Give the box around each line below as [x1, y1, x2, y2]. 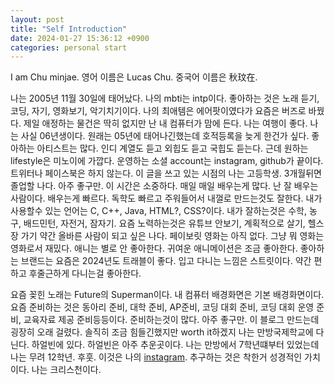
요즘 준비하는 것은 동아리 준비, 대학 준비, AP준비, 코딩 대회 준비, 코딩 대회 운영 [10, 301, 315, 313]
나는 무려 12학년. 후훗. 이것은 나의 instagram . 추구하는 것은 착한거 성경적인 [10, 351, 303, 363]
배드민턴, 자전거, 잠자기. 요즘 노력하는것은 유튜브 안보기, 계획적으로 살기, [23, 217, 306, 230]
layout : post [10, 14, 65, 25]
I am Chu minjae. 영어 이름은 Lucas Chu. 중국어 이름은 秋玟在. [10, 71, 258, 83]
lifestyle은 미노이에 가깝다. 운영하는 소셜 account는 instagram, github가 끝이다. [10, 155, 324, 167]
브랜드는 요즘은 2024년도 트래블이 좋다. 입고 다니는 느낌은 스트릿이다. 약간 [20, 255, 312, 267]
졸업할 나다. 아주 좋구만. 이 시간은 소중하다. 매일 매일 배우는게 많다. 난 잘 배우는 [10, 180, 319, 192]
